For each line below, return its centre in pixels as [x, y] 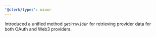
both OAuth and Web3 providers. [38, 29]
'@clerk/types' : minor [28, 10]
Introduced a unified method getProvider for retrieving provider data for [78, 24]
